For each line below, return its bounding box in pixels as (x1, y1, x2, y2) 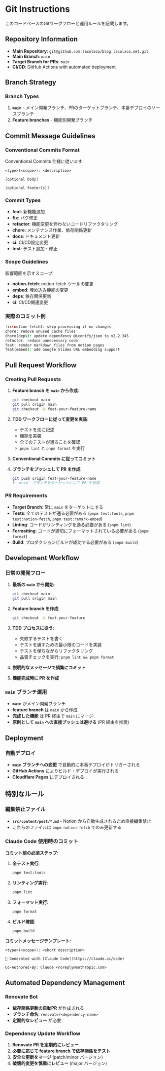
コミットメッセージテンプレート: (5, 938, 71, 944)
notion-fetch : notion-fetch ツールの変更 (12, 280, 94, 287)
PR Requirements (5, 492, 48, 499)
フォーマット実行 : (12, 899, 48, 905)
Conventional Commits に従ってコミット (12, 456, 96, 461)
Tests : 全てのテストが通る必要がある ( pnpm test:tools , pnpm (12, 510, 134, 516)
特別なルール (5, 790, 44, 798)
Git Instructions (5, 3, 70, 15)
